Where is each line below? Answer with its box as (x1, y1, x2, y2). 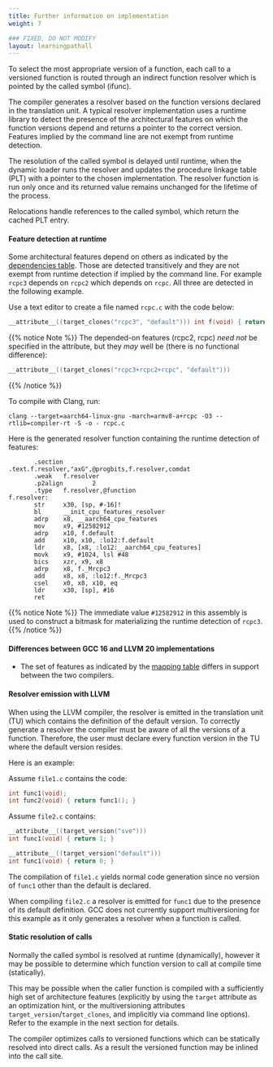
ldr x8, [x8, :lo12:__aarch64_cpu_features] (33, 543, 201, 552)
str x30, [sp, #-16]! (33, 501, 122, 509)
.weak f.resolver (33, 472, 100, 481)
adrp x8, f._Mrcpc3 (33, 565, 111, 573)
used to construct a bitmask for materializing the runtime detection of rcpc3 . (8, 617, 263, 626)
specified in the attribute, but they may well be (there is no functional (8, 341, 240, 351)
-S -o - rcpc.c (73, 419, 126, 428)
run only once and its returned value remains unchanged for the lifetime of (8, 182, 258, 192)
